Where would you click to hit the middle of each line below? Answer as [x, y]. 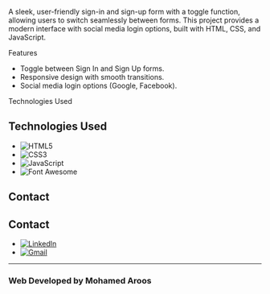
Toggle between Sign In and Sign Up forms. [92, 68]
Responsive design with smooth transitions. [92, 77]
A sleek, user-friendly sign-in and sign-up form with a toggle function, [124, 12]
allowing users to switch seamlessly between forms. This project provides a [134, 20]
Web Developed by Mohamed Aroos [80, 280]
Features [23, 53]
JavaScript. [27, 37]
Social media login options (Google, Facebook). [98, 85]
